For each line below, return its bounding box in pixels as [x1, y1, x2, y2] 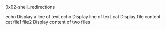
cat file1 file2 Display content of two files [5, 19, 91, 25]
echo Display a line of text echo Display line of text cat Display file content [5, 14, 161, 19]
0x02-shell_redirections [5, 4, 56, 10]
